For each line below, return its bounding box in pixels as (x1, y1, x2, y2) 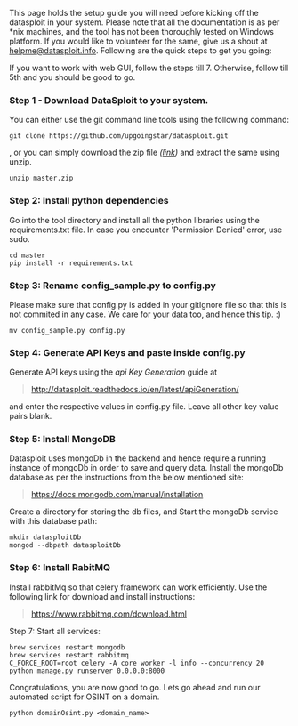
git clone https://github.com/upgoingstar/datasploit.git (9, 132, 229, 141)
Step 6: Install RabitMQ (9, 561, 111, 574)
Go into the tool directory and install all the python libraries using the (9, 214, 260, 225)
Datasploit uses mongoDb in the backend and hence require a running (9, 453, 267, 464)
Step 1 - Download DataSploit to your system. (9, 93, 209, 106)
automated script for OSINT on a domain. (9, 691, 160, 702)
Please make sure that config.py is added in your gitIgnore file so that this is (9, 299, 287, 310)
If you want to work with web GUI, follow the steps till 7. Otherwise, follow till (9, 62, 289, 73)
